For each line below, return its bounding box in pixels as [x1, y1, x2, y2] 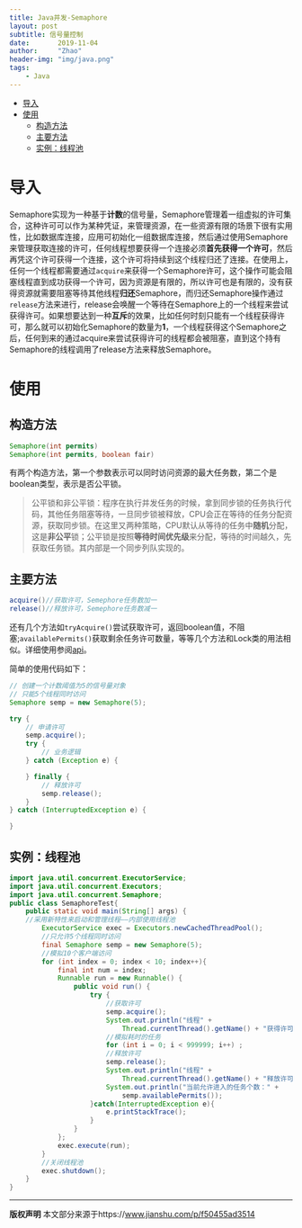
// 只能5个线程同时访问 [9, 689, 86, 698]
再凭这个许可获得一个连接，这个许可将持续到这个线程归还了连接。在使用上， [9, 254, 293, 264]
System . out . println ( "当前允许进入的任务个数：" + [105, 1082, 280, 1091]
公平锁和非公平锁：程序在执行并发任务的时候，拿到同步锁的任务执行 [31, 497, 284, 508]
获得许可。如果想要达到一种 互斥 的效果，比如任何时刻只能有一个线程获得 [9, 309, 277, 320]
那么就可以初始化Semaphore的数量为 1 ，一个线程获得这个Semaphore [24, 321, 280, 332]
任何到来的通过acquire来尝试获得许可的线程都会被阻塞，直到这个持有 [24, 332, 281, 343]
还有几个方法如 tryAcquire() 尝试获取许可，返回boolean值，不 [9, 622, 238, 632]
